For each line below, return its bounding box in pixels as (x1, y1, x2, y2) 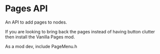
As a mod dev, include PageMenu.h (5, 43, 78, 49)
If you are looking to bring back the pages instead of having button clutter (5, 28, 156, 34)
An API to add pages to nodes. (5, 19, 68, 25)
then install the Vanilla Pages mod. (5, 34, 75, 40)
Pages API (5, 3, 48, 14)
